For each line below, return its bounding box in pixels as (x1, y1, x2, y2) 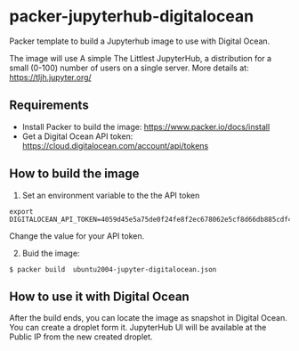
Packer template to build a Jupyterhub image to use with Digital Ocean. (9, 36, 271, 46)
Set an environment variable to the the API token (21, 190, 200, 200)
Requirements (9, 98, 89, 113)
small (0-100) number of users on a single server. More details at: (9, 62, 249, 73)
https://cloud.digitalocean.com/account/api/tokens (21, 140, 209, 151)
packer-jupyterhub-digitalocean (9, 6, 255, 27)
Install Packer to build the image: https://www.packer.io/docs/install (21, 121, 271, 132)
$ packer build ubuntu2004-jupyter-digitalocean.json (9, 265, 217, 273)
